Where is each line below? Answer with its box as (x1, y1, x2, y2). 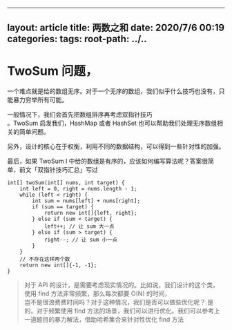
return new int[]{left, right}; (43, 210, 137, 217)
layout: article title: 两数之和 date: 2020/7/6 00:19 (7, 22, 225, 34)
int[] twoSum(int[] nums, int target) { (7, 179, 126, 186)
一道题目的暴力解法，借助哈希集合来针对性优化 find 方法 (23, 316, 184, 324)
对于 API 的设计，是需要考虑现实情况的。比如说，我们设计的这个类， (23, 281, 220, 289)
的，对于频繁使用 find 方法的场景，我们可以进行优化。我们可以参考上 (23, 307, 221, 315)
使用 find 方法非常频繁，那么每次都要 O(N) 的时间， (23, 289, 171, 298)
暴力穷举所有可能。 (12, 96, 68, 104)
